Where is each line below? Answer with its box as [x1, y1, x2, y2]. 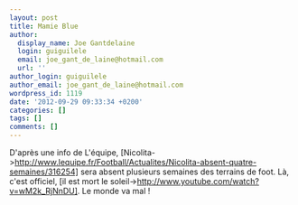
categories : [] [9, 106, 67, 115]
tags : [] [9, 114, 42, 123]
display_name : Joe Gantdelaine [17, 38, 135, 48]
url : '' [17, 64, 47, 73]
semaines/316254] [9, 166, 79, 177]
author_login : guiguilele [9, 72, 107, 81]
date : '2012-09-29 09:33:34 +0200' [9, 97, 144, 107]
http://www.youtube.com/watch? [136, 176, 260, 186]
